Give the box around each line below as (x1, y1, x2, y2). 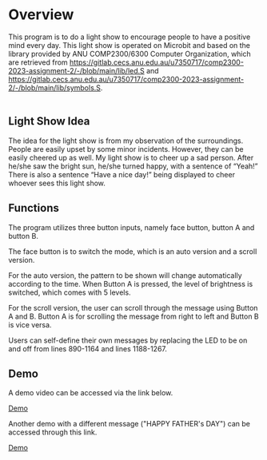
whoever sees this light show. (8, 178, 106, 188)
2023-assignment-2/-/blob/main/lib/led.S (8, 65, 145, 75)
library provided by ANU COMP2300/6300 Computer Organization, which (8, 49, 252, 58)
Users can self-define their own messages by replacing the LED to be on (8, 335, 248, 345)
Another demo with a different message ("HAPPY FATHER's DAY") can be (8, 419, 250, 429)
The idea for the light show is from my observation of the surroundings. (8, 136, 244, 145)
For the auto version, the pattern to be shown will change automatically (8, 270, 242, 280)
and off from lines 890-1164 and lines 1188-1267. (8, 343, 168, 353)
